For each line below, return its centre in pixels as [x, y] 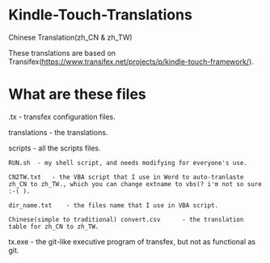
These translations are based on [62, 53]
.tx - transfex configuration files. [62, 117]
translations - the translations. [58, 132]
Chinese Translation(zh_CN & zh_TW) [70, 37]
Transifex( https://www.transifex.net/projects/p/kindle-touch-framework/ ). [131, 62]
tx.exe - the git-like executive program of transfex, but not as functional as [132, 241]
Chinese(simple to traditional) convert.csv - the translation [126, 219]
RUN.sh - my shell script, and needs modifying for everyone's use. [128, 163]
